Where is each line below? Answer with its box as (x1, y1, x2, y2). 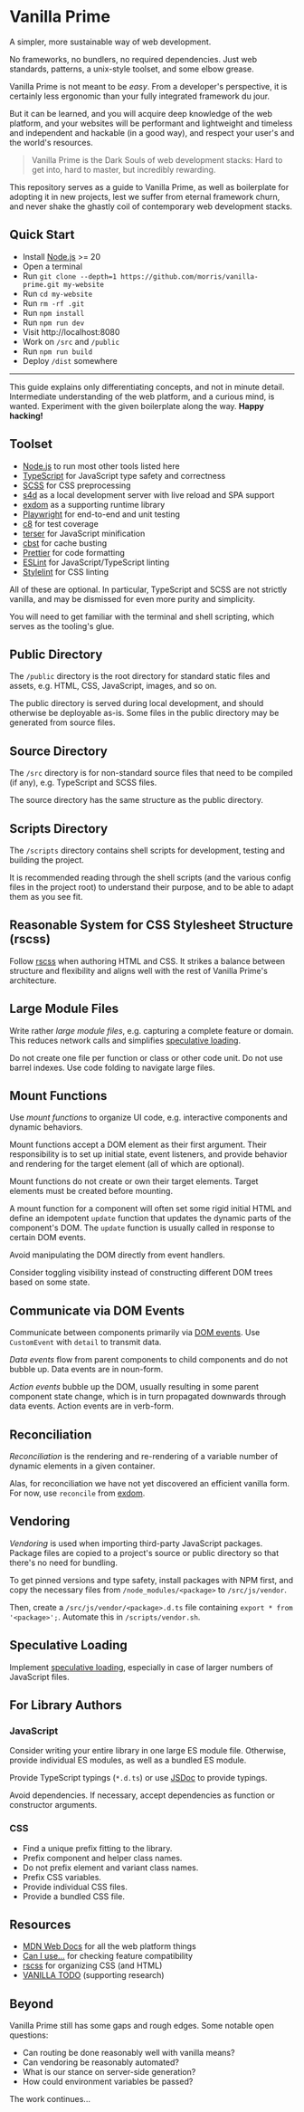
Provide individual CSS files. (22, 1881, 128, 1892)
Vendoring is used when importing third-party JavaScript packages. (9, 1537, 263, 1549)
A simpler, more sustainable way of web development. (9, 36, 212, 47)
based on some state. (9, 1276, 90, 1287)
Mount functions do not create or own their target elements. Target (9, 1176, 259, 1187)
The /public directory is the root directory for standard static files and (9, 671, 271, 682)
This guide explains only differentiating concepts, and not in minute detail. (9, 381, 285, 392)
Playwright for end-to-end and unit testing (22, 509, 181, 520)
